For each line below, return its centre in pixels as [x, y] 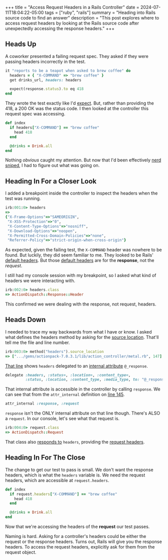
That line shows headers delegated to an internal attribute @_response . [77, 366]
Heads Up [21, 44]
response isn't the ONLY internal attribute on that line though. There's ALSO [83, 413]
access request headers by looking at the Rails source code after [72, 23]
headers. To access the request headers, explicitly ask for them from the [80, 547]
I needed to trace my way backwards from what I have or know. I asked [78, 331]
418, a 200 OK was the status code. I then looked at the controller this [77, 108]
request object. [21, 552]
